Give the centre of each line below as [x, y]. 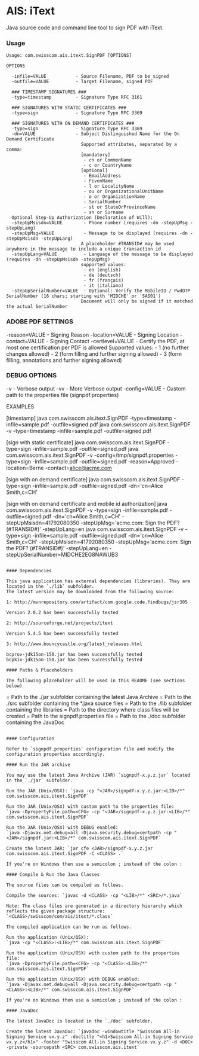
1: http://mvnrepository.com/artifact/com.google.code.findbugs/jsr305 [97, 602]
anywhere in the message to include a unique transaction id [84, 249]
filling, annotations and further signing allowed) [64, 360]
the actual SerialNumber [37, 307]
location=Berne [25, 468]
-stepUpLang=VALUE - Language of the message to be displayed [102, 254]
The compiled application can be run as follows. [69, 927]
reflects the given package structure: [56, 911]
